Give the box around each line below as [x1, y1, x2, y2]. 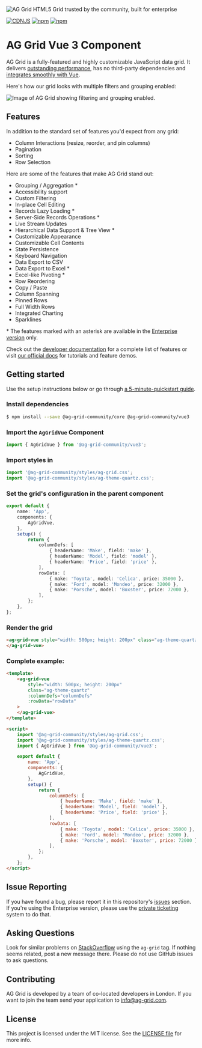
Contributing [6, 974, 55, 984]
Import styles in [6, 455, 53, 464]
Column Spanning [14, 290, 60, 297]
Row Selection [14, 158, 51, 165]
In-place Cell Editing [14, 201, 66, 208]
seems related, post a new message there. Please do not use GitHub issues [6, 950, 194, 958]
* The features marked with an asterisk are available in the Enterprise [6, 327, 177, 335]
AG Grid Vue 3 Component [6, 38, 141, 52]
